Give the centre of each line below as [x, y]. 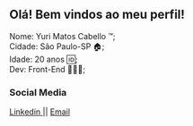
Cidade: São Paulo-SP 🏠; [57, 46]
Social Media [38, 92]
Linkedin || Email [39, 112]
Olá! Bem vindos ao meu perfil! [97, 15]
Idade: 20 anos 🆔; [44, 59]
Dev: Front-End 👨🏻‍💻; [48, 69]
